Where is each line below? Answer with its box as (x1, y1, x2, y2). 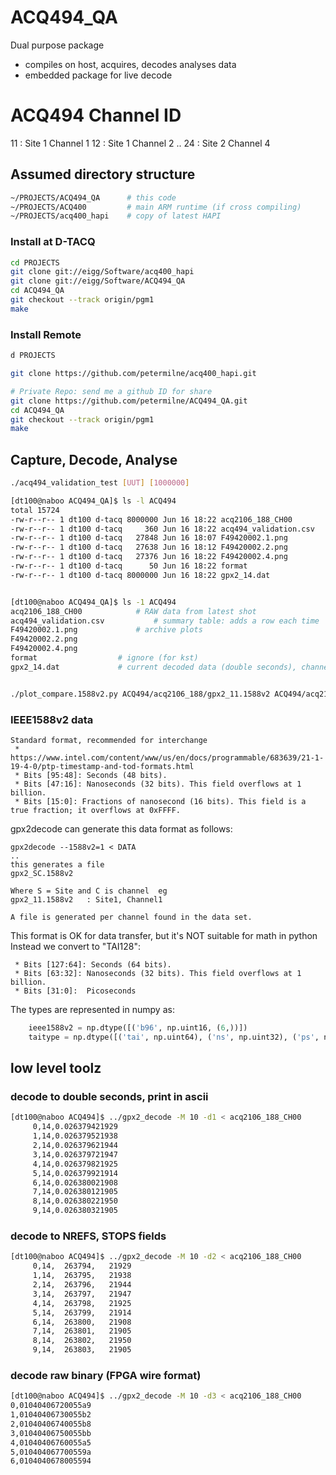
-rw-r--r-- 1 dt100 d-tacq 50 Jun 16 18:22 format (10, 561, 248, 571)
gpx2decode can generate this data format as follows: (10, 823, 233, 835)
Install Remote (10, 327, 82, 341)
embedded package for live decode (24, 69, 173, 81)
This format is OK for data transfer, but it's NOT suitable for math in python (10, 930, 318, 942)
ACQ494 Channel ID (10, 104, 182, 127)
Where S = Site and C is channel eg (10, 886, 168, 896)
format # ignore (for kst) (10, 653, 199, 663)
